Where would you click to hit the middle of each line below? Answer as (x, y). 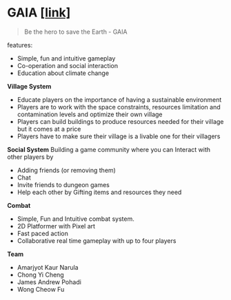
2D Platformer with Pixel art (56, 226)
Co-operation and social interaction (68, 65)
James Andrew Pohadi (49, 282)
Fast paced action (43, 233)
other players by (30, 157)
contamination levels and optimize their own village (90, 114)
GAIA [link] (39, 13)
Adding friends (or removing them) (66, 170)
